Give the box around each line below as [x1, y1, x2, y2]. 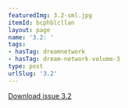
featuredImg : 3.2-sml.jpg [8, 11, 92, 20]
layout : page [8, 26, 51, 34]
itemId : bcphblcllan [8, 19, 76, 27]
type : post [8, 63, 44, 70]
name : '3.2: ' [8, 33, 55, 41]
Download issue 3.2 [8, 91, 72, 100]
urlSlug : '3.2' [8, 70, 58, 77]
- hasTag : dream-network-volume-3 [8, 56, 121, 63]
